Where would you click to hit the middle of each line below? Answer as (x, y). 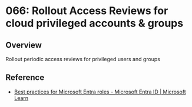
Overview (24, 45)
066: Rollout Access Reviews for (87, 11)
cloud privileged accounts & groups (95, 23)
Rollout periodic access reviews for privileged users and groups (83, 59)
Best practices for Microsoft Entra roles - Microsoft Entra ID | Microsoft (100, 92)
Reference (25, 78)
